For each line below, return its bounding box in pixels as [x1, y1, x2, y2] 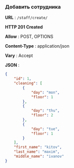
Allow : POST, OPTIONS [5, 33, 54, 40]
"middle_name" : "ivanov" [14, 154, 64, 159]
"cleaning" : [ [14, 81, 42, 86]
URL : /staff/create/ [5, 15, 48, 21]
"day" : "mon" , [31, 90, 60, 95]
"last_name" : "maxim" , [14, 149, 60, 154]
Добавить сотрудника [5, 3, 61, 10]
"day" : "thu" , [31, 108, 60, 113]
